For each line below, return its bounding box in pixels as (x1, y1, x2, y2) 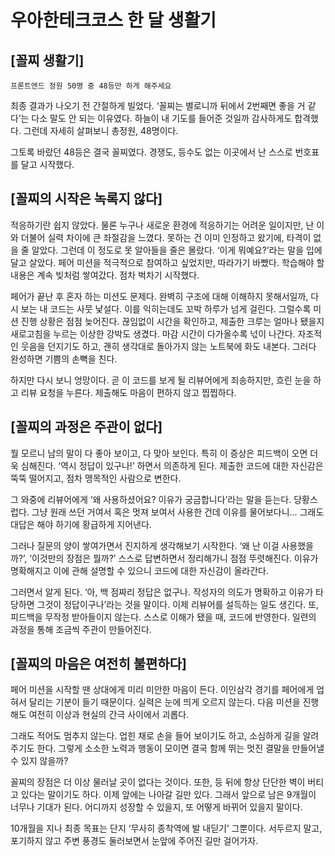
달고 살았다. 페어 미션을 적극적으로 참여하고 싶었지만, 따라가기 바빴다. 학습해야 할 (10, 256, 325, 268)
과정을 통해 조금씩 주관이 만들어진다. (10, 623, 152, 635)
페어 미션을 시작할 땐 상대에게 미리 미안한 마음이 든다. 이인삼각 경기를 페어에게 (10, 684, 315, 696)
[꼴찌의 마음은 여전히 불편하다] (10, 656, 187, 673)
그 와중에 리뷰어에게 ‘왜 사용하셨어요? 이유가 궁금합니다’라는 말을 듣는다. (10, 493, 292, 505)
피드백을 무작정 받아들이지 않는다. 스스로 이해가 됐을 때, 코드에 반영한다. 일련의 (10, 611, 317, 623)
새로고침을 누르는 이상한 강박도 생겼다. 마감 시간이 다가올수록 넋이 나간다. (10, 327, 296, 340)
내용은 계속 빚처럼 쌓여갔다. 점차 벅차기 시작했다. (10, 269, 200, 281)
